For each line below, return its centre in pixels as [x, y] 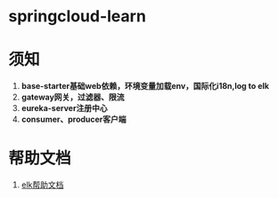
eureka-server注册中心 [64, 108]
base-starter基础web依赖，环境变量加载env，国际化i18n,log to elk [145, 86]
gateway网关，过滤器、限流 [73, 97]
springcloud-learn [77, 16]
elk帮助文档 [42, 185]
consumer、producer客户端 [74, 119]
